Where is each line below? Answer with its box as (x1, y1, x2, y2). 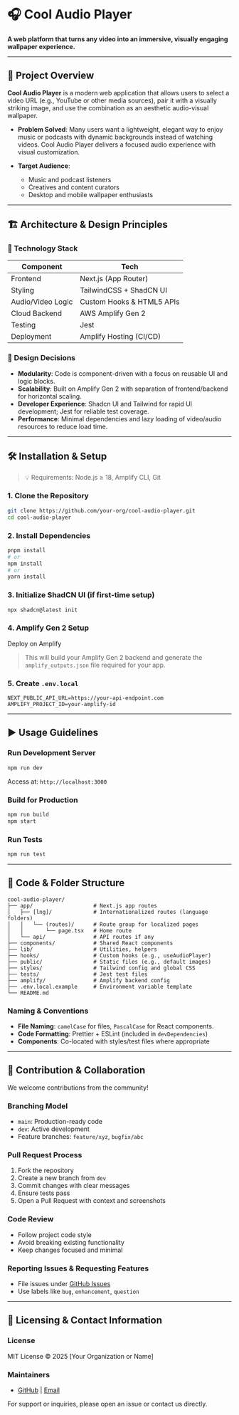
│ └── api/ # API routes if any (7, 933, 154, 940)
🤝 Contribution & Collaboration (7, 1064, 146, 1076)
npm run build (7, 811, 50, 818)
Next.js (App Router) (79, 274, 149, 284)
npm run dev (7, 764, 43, 772)
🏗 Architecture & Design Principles (7, 219, 169, 231)
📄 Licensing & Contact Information (7, 1315, 162, 1327)
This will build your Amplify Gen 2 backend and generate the (24, 653, 203, 661)
